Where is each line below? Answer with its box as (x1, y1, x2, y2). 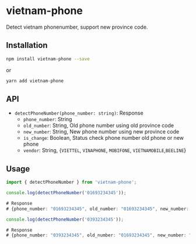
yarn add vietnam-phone (6, 78, 64, 84)
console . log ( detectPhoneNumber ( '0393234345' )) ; (6, 216, 124, 222)
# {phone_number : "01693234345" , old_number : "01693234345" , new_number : (6, 206, 190, 212)
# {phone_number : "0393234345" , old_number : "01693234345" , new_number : (6, 232, 187, 238)
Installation (6, 40, 48, 50)
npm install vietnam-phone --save (6, 56, 90, 62)
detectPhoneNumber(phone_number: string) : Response (14, 109, 144, 116)
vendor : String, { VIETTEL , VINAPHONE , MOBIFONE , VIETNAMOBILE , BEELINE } (23, 147, 187, 154)
